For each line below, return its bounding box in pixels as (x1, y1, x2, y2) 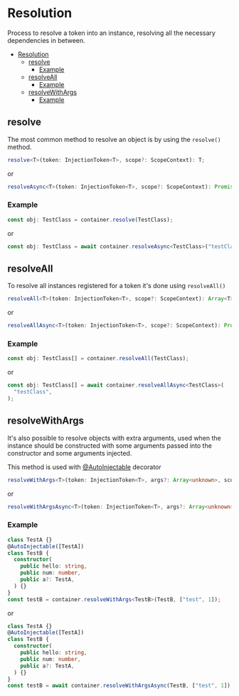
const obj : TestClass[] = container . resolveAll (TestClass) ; (7, 355, 190, 362)
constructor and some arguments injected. (7, 449, 132, 457)
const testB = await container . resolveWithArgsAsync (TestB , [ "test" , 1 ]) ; (7, 682, 234, 690)
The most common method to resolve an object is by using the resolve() (7, 135, 221, 143)
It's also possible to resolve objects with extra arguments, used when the (7, 434, 222, 442)
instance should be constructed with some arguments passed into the (7, 441, 212, 450)
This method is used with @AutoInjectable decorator (7, 462, 161, 471)
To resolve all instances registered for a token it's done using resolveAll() (7, 282, 226, 290)
